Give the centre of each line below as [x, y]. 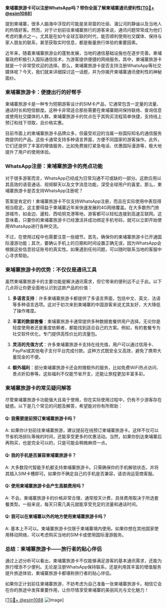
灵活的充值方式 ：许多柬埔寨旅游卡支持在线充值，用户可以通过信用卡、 [84, 344]
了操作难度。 [25, 310]
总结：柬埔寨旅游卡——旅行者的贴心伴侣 [53, 549]
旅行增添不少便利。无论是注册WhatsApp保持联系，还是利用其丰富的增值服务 [83, 567]
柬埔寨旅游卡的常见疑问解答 [38, 388]
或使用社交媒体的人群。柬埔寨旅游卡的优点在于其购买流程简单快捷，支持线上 [83, 116]
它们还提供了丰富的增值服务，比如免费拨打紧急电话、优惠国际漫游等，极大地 [83, 146]
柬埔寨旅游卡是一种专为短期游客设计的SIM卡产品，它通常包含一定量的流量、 [83, 104]
